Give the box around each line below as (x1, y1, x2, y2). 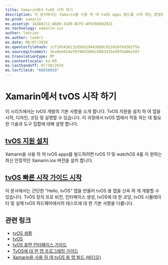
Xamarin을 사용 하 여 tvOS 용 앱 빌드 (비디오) (12, 254, 101, 260)
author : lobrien (5, 30, 39, 35)
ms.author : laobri (5, 35, 43, 40)
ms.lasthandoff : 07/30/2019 (5, 63, 64, 68)
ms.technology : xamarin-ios (5, 26, 64, 31)
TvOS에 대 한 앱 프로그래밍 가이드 (12, 248, 78, 254)
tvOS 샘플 (12, 230, 32, 236)
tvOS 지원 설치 (5, 137, 48, 145)
